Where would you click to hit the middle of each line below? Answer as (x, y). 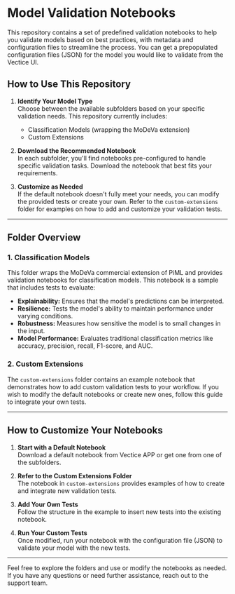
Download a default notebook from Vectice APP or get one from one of (120, 454)
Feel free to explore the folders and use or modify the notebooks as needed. (117, 568)
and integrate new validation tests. (67, 491)
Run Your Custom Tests (52, 533)
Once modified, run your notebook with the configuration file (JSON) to (120, 540)
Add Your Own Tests (48, 504)
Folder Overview (44, 237)
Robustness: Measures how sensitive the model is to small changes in (119, 323)
